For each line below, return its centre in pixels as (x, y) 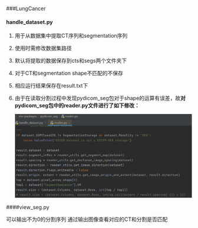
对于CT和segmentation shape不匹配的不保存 (69, 73)
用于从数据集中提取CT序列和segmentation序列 (71, 36)
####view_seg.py (28, 207)
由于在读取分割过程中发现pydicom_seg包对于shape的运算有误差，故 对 (100, 98)
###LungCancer (26, 9)
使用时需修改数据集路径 (43, 48)
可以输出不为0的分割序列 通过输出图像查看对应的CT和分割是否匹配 (87, 219)
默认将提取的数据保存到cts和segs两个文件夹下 (71, 61)
